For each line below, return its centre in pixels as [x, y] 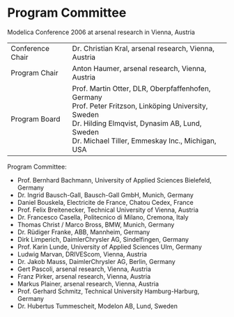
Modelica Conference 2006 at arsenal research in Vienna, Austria [101, 32]
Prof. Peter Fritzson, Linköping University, [140, 106]
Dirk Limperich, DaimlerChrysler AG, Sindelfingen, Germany [103, 239]
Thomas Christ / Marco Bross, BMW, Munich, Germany [96, 224]
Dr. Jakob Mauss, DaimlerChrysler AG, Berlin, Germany [96, 261]
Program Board [36, 118]
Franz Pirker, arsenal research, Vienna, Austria [84, 276]
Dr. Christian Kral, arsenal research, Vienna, [143, 48]
